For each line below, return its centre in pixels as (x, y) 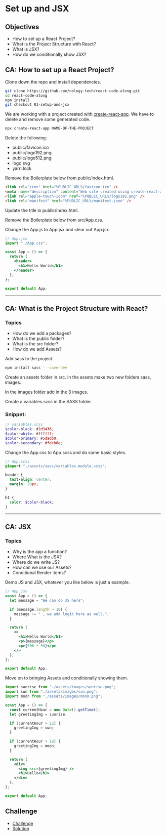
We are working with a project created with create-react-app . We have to (80, 114)
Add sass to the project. (29, 359)
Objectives (22, 27)
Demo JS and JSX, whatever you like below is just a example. (67, 582)
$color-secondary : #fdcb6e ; (34, 443)
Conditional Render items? (39, 573)
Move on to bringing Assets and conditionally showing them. (67, 678)
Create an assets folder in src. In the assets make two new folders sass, (78, 377)
